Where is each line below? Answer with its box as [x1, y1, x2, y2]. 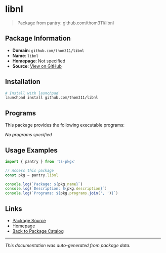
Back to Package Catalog [12, 228, 64, 234]
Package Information [5, 34, 71, 43]
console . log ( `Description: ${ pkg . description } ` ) [5, 186, 107, 191]
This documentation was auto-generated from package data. [5, 243, 131, 248]
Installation [5, 78, 41, 86]
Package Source [12, 218, 46, 223]
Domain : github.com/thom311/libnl [12, 47, 84, 53]
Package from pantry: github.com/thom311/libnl [17, 20, 114, 26]
